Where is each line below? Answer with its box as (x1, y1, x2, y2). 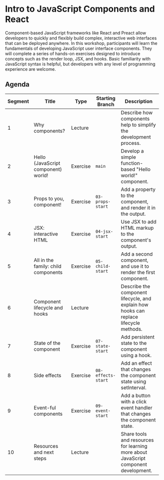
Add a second (121, 250, 153, 257)
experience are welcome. (5, 66, 56, 72)
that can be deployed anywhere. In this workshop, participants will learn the (5, 40, 158, 46)
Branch (97, 101, 115, 108)
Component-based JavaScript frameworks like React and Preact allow (5, 30, 146, 36)
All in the (34, 257, 54, 263)
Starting (96, 95, 116, 101)
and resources (121, 437, 154, 443)
